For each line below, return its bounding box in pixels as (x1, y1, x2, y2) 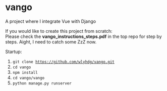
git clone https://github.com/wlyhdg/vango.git (12, 59, 115, 64)
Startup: (5, 49, 22, 55)
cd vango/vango (12, 75, 45, 80)
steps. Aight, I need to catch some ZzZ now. (5, 38, 97, 44)
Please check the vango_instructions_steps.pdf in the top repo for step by (5, 33, 162, 39)
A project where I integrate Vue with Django (5, 18, 96, 24)
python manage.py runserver (12, 80, 72, 86)
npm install (12, 70, 38, 75)
